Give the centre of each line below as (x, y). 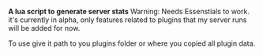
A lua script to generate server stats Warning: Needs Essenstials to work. (129, 11)
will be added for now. (44, 28)
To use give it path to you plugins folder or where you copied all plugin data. (132, 43)
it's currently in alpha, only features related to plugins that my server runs (128, 20)
